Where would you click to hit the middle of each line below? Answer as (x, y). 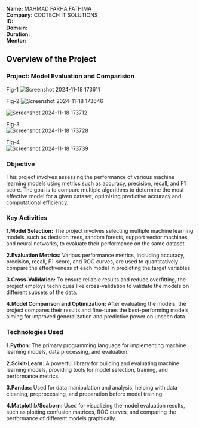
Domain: (17, 28)
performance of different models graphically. (61, 418)
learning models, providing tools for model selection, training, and (87, 369)
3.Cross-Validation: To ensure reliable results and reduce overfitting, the (96, 280)
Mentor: (16, 40)
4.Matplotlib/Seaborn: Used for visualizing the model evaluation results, (96, 405)
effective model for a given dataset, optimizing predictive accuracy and (94, 196)
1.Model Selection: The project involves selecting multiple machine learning (100, 231)
